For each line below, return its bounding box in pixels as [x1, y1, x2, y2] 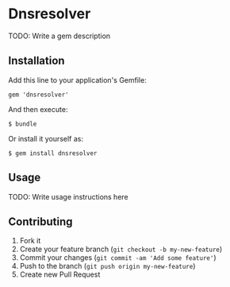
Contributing [8, 215, 73, 228]
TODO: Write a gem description [8, 31, 111, 41]
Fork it [19, 236, 41, 246]
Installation [8, 54, 65, 68]
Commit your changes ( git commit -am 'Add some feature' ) [19, 253, 217, 262]
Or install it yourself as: [8, 134, 83, 143]
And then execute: [8, 104, 68, 114]
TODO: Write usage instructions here [8, 192, 128, 201]
